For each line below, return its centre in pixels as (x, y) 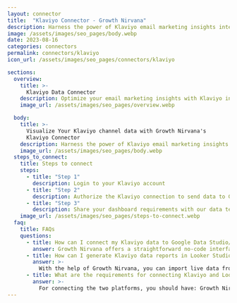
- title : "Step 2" (53, 190)
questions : (36, 236)
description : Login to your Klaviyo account (99, 183)
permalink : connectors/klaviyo (53, 54)
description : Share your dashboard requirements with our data (127, 210)
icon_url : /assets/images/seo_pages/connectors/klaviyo (91, 60)
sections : (22, 72)
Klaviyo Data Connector (61, 92)
